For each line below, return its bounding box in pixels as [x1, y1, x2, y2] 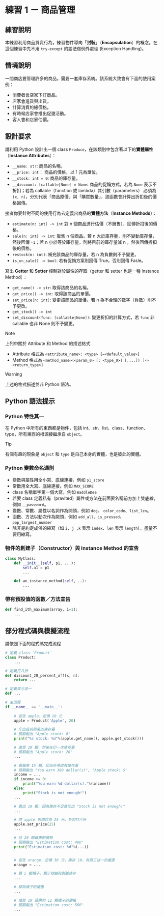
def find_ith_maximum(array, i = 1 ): [5, 607, 78, 612]
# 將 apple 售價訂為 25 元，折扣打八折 [14, 817, 87, 822]
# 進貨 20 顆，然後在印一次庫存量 [14, 745, 75, 750]
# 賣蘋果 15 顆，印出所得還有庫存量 [14, 763, 79, 768]
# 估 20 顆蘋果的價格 [14, 835, 53, 840]
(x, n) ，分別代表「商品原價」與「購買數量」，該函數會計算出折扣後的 [12, 194, 153, 200]
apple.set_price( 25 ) [14, 822, 56, 827]
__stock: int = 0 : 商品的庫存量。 [12, 175, 81, 181]
